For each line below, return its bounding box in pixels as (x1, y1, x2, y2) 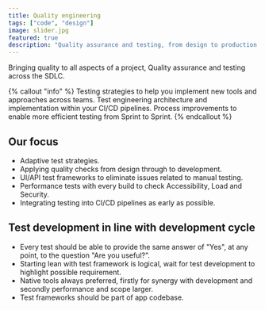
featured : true (8, 33, 59, 42)
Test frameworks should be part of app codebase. (19, 293, 184, 302)
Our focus (8, 135, 59, 148)
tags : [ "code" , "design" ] (8, 19, 94, 27)
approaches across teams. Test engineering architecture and (8, 95, 208, 105)
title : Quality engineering (8, 11, 102, 20)
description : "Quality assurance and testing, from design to (8, 41, 218, 49)
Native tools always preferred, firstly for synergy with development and (19, 275, 253, 285)
